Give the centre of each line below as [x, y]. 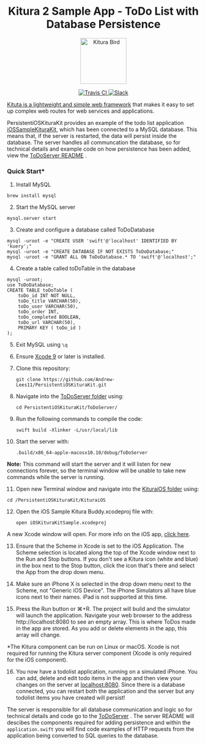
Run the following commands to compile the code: [79, 419]
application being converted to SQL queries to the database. [83, 736]
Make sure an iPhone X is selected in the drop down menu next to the [103, 584]
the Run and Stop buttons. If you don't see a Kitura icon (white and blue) [107, 559]
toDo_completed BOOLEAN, [50, 317]
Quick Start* [26, 171]
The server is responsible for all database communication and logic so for [100, 709]
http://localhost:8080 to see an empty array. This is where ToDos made [106, 622]
